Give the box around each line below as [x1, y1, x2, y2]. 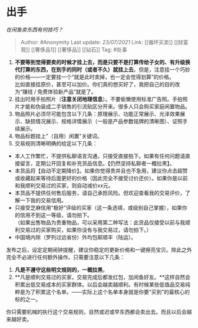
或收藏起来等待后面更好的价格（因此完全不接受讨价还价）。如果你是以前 [14, 174, 188, 181]
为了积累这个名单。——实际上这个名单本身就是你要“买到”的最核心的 [25, 288, 190, 295]
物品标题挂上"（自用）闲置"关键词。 [14, 132, 103, 139]
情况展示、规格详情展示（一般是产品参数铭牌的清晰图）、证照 [35, 118, 183, 125]
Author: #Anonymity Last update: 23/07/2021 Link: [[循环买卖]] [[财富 [20, 38, 189, 46]
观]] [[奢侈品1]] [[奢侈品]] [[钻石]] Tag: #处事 [20, 46, 128, 53]
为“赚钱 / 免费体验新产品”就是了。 [14, 88, 97, 95]
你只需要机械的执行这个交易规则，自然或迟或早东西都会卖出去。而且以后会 [6, 308, 187, 315]
